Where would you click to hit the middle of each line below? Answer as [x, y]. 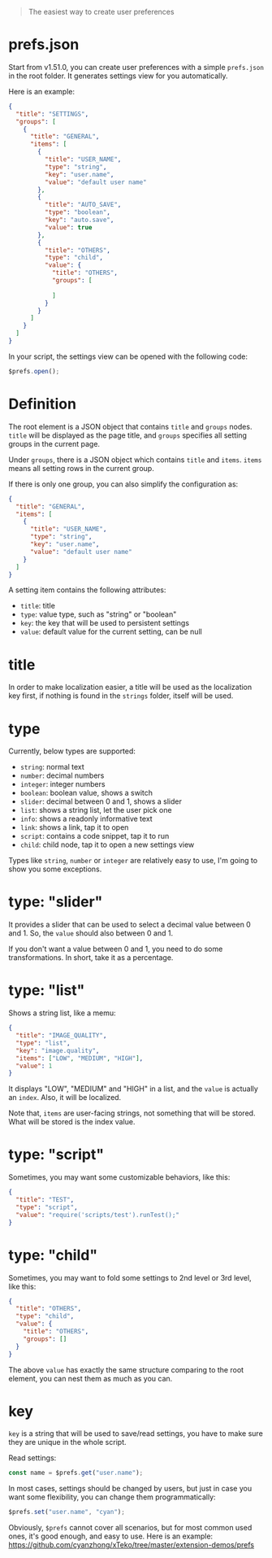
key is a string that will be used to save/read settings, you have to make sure [136, 1434]
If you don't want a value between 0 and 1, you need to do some [116, 949]
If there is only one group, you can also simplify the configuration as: [123, 484]
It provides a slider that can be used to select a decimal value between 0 [130, 925]
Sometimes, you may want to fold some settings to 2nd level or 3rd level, [130, 1277]
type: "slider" [56, 902]
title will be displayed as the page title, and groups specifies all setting [128, 435]
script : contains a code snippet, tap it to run [95, 836]
